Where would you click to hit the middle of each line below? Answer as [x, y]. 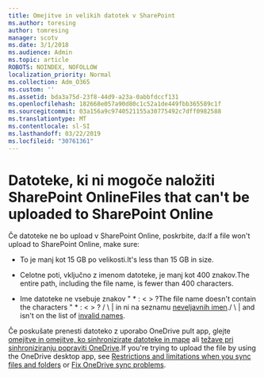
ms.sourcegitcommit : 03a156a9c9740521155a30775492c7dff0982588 [115, 112]
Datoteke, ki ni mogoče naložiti [112, 180]
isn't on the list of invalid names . [72, 316]
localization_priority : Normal [60, 75]
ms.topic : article [38, 60]
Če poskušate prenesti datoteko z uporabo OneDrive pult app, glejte [120, 331]
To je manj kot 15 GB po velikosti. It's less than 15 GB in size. [117, 260]
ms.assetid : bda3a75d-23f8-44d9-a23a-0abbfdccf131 [94, 97]
